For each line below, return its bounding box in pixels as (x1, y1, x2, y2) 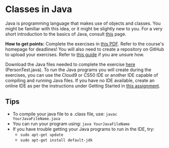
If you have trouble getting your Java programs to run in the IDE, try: (12, 126, 155, 132)
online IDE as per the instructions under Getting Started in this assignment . (5, 82, 160, 89)
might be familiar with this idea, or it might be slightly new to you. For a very (5, 25, 163, 31)
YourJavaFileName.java (12, 116, 61, 121)
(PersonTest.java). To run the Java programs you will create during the (5, 67, 151, 73)
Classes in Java (5, 4, 72, 15)
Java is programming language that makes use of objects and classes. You (5, 20, 161, 26)
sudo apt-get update (20, 132, 64, 137)
